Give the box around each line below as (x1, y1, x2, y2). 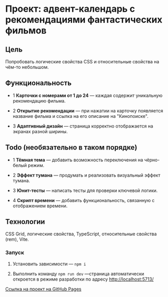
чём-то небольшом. (5, 64, 49, 70)
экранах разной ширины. (12, 128, 68, 134)
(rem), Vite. (5, 236, 29, 242)
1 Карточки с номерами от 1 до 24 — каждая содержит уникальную (12, 92, 163, 98)
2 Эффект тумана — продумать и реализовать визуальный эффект (12, 172, 161, 178)
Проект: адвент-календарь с (5, 3, 135, 15)
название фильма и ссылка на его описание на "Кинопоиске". (12, 113, 149, 119)
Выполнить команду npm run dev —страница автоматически (12, 270, 145, 277)
